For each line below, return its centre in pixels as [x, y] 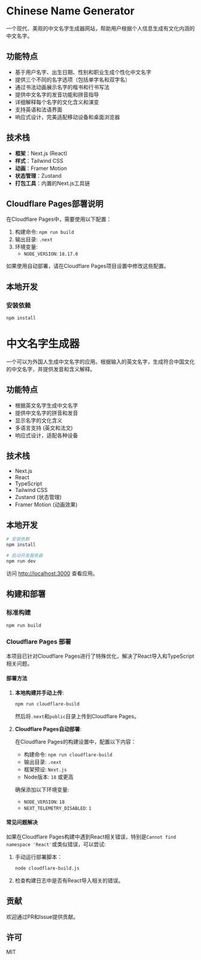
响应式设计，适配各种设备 [46, 435]
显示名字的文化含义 [39, 420]
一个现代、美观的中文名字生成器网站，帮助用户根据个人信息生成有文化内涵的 [100, 28]
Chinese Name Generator [70, 11]
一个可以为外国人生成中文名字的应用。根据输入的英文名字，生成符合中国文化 [100, 361]
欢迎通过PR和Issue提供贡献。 [42, 916]
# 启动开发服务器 [25, 556]
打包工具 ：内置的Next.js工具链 [52, 183]
